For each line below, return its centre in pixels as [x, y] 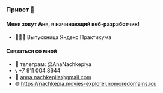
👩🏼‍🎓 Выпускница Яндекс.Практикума [63, 37]
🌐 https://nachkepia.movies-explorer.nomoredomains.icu [86, 84]
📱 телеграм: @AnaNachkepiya [53, 64]
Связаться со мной [32, 51]
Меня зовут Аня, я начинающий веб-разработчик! [73, 24]
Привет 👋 [20, 10]
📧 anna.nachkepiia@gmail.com [53, 77]
